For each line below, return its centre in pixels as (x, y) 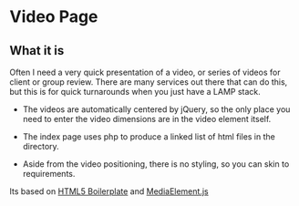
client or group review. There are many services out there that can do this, (149, 82)
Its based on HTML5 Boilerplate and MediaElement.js (109, 191)
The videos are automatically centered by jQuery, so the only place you (156, 109)
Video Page (54, 17)
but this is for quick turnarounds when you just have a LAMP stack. (135, 92)
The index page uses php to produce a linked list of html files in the (149, 137)
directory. (41, 146)
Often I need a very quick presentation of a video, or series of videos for (145, 72)
